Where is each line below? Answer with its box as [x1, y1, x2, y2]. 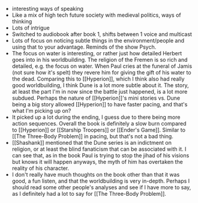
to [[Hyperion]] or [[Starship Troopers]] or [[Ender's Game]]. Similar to [11, 126, 186, 133]
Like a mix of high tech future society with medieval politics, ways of [11, 11, 181, 19]
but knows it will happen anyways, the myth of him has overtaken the [11, 159, 183, 165]
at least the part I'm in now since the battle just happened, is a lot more [11, 88, 188, 95]
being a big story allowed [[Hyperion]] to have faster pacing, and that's [11, 101, 188, 108]
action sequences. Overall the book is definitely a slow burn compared [11, 120, 187, 127]
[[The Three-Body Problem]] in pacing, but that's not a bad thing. [11, 133, 174, 140]
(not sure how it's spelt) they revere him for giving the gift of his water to [11, 69, 191, 76]
